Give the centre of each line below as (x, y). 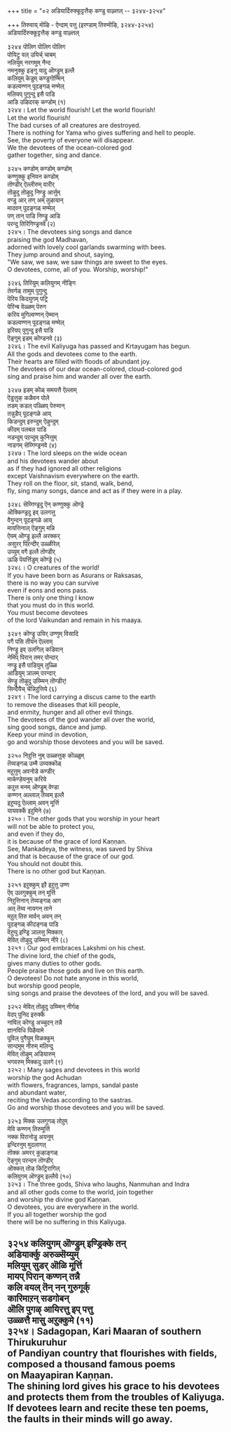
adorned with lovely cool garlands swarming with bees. (87, 247)
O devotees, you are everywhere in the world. (73, 1207)
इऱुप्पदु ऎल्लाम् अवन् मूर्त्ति (33, 803)
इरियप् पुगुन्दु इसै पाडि (30, 330)
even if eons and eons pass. (48, 590)
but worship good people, (44, 986)
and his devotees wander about (53, 461)
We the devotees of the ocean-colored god (69, 148)
